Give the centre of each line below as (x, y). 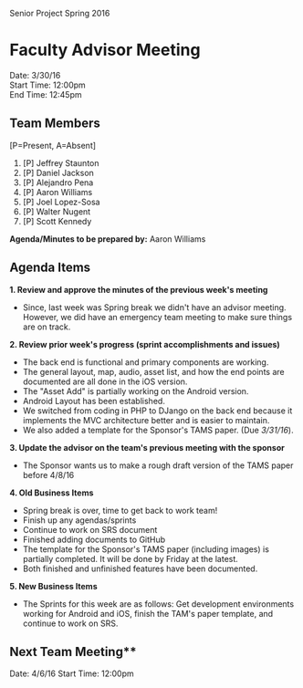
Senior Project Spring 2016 (60, 13)
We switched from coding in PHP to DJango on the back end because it (157, 411)
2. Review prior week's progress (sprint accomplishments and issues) (145, 344)
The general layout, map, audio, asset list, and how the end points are (153, 371)
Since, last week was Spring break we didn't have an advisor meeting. (154, 307)
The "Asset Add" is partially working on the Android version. (136, 391)
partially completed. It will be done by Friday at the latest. (131, 558)
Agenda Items (50, 268)
